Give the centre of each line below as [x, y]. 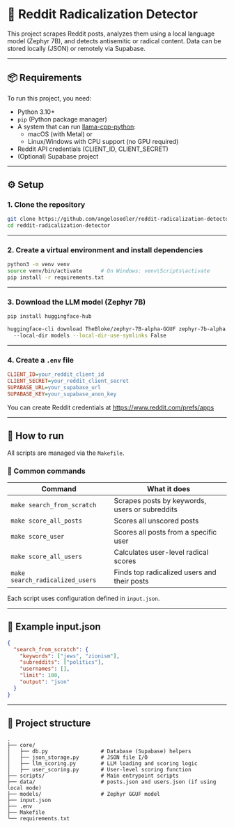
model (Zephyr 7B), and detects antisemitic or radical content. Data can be [114, 41]
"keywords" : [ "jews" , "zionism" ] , [70, 656]
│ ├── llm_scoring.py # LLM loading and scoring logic [102, 764]
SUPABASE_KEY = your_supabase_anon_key [62, 394]
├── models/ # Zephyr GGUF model [84, 794]
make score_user [38, 536]
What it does [169, 488]
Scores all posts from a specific [165, 532]
